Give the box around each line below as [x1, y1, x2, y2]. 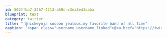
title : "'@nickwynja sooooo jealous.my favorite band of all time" [5, 21, 148, 26]
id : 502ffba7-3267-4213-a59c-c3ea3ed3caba [5, 7, 94, 12]
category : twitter [5, 16, 43, 21]
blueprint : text [5, 12, 39, 17]
